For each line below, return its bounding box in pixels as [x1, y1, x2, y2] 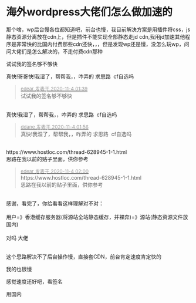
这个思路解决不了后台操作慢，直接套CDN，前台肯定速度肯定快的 [6, 253, 161, 260]
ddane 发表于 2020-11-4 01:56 [20, 123, 89, 130]
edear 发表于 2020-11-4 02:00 [20, 168, 89, 174]
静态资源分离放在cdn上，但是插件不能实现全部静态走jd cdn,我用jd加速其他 [6, 33, 185, 40]
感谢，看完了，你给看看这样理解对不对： [6, 200, 104, 207]
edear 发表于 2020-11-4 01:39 [20, 85, 88, 92]
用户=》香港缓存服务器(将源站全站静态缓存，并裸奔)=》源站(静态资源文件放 [6, 213, 188, 220]
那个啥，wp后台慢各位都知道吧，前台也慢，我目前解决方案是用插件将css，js [6, 26, 191, 33]
